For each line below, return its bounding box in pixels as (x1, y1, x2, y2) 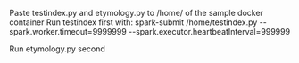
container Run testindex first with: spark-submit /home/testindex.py (9, 17, 258, 28)
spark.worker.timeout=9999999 (9, 27, 127, 36)
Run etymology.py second (9, 43, 105, 54)
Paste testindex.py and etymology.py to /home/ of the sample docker (9, 8, 263, 18)
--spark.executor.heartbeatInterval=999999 (128, 27, 291, 36)
